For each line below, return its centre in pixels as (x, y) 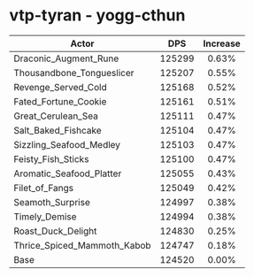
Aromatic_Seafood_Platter (68, 173)
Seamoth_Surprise (52, 202)
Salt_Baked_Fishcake (58, 130)
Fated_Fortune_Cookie (60, 101)
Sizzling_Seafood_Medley (67, 144)
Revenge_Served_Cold (61, 87)
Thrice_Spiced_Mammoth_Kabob (83, 245)
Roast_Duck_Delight (55, 231)
